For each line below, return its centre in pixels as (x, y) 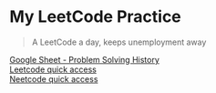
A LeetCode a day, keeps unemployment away (119, 42)
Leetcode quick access (53, 69)
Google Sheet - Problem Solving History (84, 59)
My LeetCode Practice (96, 17)
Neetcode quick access (54, 78)
